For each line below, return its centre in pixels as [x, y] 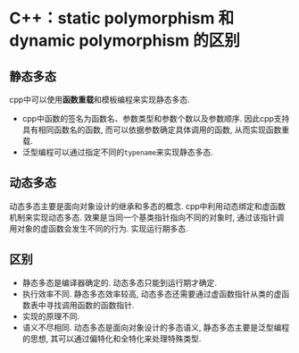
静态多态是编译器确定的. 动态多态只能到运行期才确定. [119, 282]
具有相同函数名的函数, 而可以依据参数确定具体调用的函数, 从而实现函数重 [156, 130]
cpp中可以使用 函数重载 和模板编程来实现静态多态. [100, 100]
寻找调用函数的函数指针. [90, 305]
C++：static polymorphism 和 [122, 18]
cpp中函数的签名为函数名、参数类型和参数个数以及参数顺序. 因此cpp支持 [156, 118]
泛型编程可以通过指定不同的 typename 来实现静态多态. [118, 152]
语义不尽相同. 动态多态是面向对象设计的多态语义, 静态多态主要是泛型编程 [156, 327]
